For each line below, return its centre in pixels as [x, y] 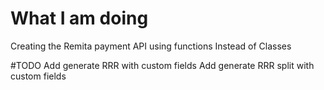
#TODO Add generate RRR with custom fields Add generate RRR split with [162, 65]
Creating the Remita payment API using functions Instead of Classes [151, 46]
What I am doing [79, 18]
